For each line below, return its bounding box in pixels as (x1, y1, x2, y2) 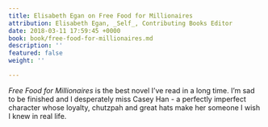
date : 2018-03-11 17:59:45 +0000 (8, 27, 121, 35)
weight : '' (8, 57, 45, 65)
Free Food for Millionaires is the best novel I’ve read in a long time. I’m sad (8, 85, 256, 95)
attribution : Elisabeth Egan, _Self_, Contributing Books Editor (8, 19, 232, 27)
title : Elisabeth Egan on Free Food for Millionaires (8, 11, 194, 20)
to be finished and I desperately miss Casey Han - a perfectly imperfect (8, 94, 246, 104)
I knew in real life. (8, 111, 67, 121)
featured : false (8, 49, 63, 57)
